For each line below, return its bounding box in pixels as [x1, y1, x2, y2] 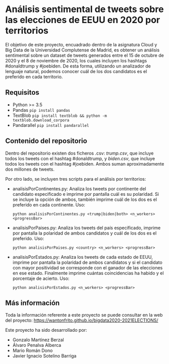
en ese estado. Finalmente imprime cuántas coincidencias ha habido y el [12, 270, 164, 276]
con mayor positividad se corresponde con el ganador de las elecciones [12, 264, 163, 270]
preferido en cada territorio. [5, 74, 63, 80]
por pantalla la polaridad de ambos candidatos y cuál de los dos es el [12, 230, 157, 236]
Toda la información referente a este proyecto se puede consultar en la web [5, 312, 163, 318]
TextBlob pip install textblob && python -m [12, 112, 107, 118]
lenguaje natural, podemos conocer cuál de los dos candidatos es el [5, 68, 147, 74]
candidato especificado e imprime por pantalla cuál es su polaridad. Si [12, 191, 159, 197]
